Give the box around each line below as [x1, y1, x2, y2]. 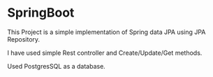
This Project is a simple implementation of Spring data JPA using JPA [7, 28, 206, 36]
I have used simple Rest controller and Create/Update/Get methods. [7, 49, 203, 57]
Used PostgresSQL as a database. [7, 62, 106, 70]
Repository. [7, 35, 41, 43]
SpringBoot [7, 5, 75, 21]
